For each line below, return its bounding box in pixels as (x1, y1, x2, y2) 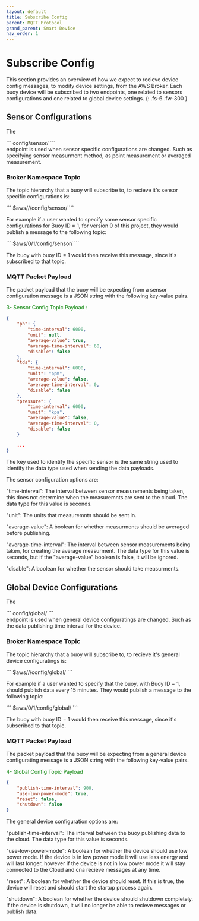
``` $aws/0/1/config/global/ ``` (6, 704, 78, 711)
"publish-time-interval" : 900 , (17, 785, 94, 791)
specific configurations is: (6, 193, 70, 200)
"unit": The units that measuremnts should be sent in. (6, 512, 137, 519)
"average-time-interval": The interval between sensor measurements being (6, 541, 191, 548)
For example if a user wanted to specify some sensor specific (6, 216, 157, 223)
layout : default (6, 8, 46, 15)
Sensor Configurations (6, 112, 93, 122)
